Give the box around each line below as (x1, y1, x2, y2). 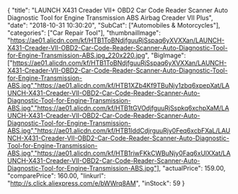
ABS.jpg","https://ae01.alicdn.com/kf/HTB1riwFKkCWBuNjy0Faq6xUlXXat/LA (7, 149, 231, 157)
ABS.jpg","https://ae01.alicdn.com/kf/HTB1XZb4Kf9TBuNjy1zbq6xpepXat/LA (7, 81, 230, 89)
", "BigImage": (144, 51, 186, 59)
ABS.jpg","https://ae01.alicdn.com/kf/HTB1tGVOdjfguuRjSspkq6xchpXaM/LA (7, 104, 229, 112)
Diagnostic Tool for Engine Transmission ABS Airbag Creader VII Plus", (7, 13, 214, 22)
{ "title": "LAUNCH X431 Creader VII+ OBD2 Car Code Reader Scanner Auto (7, 6, 228, 14)
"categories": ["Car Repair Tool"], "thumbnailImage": (7, 28, 161, 37)
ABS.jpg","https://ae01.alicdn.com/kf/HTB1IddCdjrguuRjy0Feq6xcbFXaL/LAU (7, 127, 231, 135)
